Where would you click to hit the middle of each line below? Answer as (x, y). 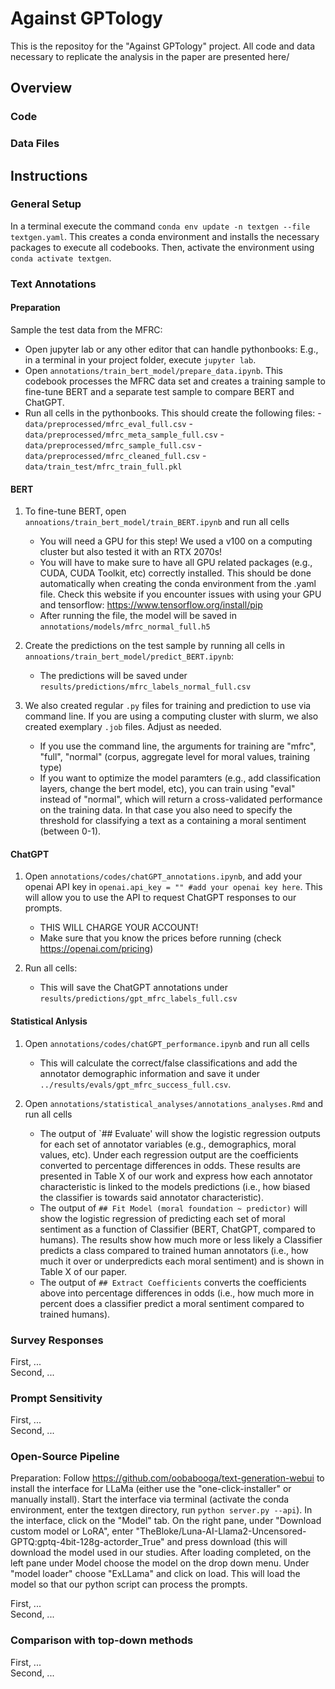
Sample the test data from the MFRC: (86, 329)
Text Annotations (53, 284)
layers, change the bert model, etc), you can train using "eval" (167, 789)
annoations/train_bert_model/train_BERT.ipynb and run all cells (157, 522)
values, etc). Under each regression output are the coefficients (169, 1154)
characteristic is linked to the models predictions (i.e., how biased (175, 1186)
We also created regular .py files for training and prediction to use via (168, 706)
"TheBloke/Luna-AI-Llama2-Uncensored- (221, 1531)
